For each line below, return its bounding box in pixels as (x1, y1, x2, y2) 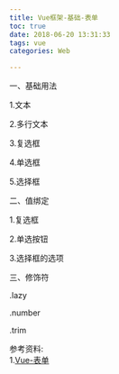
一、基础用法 (9, 80, 57, 91)
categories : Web (9, 47, 70, 56)
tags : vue (9, 38, 47, 48)
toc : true (9, 22, 47, 31)
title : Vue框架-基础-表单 (9, 13, 99, 23)
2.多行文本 (9, 119, 49, 130)
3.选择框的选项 (9, 253, 65, 264)
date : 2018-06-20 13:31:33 (9, 30, 111, 39)
